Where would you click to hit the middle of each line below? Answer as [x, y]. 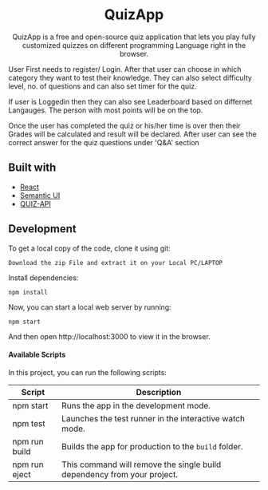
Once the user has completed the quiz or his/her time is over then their [124, 125]
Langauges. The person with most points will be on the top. [106, 110]
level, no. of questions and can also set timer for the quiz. [102, 86]
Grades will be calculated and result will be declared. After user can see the [132, 134]
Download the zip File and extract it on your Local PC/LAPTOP [116, 263]
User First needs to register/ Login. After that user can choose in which [125, 69]
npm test [29, 423]
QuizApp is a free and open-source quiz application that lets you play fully [134, 37]
